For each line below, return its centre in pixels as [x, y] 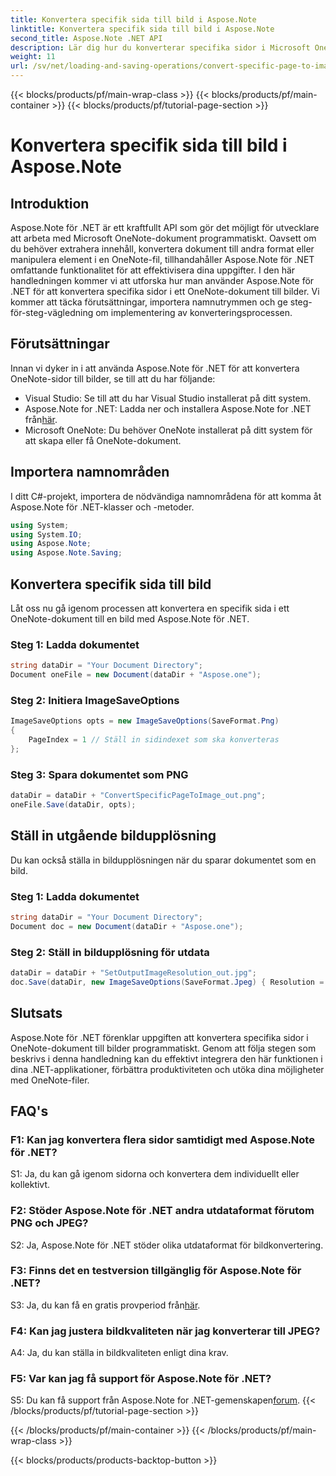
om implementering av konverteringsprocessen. [194, 312]
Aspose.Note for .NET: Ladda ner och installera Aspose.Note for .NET [168, 408]
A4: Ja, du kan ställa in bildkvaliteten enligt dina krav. [119, 1353]
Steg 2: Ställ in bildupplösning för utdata [110, 952]
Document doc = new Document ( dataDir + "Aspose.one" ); [127, 926]
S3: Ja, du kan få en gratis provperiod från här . [105, 1305]
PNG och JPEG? [49, 1223]
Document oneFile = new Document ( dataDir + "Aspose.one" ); [136, 675]
